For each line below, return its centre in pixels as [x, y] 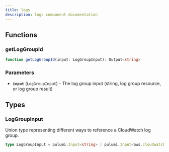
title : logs [18, 10]
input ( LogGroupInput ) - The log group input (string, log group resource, [87, 84]
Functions [21, 35]
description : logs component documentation [52, 15]
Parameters [20, 72]
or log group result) [32, 89]
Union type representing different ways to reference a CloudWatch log [78, 130]
